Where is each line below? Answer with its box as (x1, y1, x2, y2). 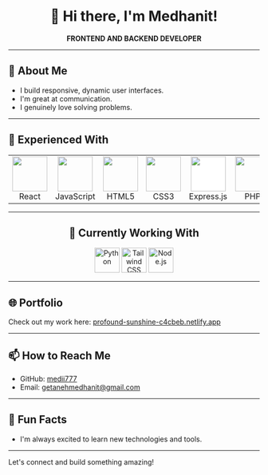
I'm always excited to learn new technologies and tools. (19, 434, 203, 444)
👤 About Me (8, 64, 68, 78)
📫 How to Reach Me (8, 349, 111, 362)
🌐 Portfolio (8, 295, 64, 310)
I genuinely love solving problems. (19, 102, 133, 112)
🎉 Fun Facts (8, 413, 68, 426)
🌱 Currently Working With (69, 226, 199, 239)
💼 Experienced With (8, 133, 109, 147)
